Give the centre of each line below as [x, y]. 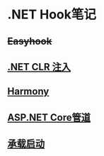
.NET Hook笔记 [52, 15]
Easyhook [30, 41]
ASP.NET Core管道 [49, 117]
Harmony [28, 92]
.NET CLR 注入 [39, 67]
